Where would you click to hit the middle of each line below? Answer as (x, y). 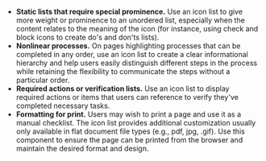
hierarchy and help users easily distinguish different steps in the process (137, 63)
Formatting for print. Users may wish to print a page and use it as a (129, 114)
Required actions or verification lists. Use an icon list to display (123, 89)
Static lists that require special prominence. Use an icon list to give (129, 12)
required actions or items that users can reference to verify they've (127, 97)
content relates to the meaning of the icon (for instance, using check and (137, 29)
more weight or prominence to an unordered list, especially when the (131, 20)
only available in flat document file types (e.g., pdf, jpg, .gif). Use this (131, 131)
